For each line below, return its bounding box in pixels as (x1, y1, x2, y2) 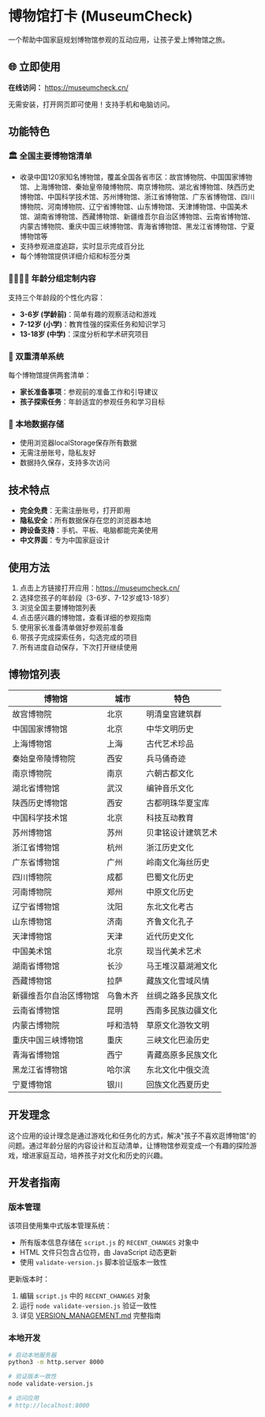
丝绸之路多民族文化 (146, 989, 218, 1001)
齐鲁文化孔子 (146, 916, 195, 927)
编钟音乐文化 (146, 782, 195, 793)
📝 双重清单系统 (8, 351, 65, 362)
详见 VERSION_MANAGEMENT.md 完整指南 (19, 1311, 162, 1321)
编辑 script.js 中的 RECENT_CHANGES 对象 (19, 1291, 151, 1301)
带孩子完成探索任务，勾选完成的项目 (19, 632, 138, 642)
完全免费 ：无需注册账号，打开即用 (19, 506, 131, 515)
